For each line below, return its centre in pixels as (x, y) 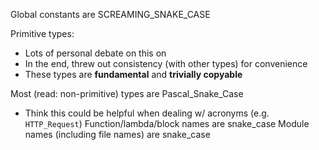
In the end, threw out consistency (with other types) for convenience (166, 63)
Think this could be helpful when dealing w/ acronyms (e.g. (147, 113)
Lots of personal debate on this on (95, 53)
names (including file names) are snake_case (117, 134)
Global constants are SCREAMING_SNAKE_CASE (110, 14)
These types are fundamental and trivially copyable (133, 74)
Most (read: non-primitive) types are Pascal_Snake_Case (127, 93)
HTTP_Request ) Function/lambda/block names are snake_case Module (167, 123)
